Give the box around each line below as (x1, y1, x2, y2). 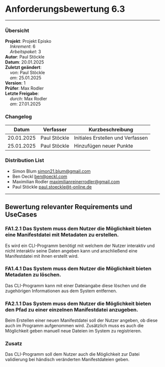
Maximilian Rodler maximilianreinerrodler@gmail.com (12, 179, 120, 184)
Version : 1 (5, 80, 26, 86)
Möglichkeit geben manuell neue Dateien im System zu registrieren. (5, 328, 142, 334)
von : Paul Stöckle (9, 70, 45, 76)
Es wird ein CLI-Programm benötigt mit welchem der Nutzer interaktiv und (5, 243, 155, 248)
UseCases (5, 211, 37, 219)
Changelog (5, 113, 32, 120)
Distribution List (5, 157, 44, 164)
